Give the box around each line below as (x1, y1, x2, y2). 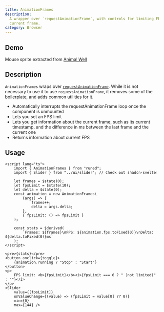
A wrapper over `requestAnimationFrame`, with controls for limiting (9, 16, 154, 21)
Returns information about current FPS (12, 134, 90, 140)
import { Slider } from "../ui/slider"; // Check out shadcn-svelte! (14, 170, 159, 175)
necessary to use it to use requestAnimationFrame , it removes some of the (5, 88, 153, 94)
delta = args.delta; (31, 204, 73, 209)
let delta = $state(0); (14, 187, 62, 192)
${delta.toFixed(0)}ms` (5, 234, 54, 239)
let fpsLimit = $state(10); (14, 183, 71, 188)
